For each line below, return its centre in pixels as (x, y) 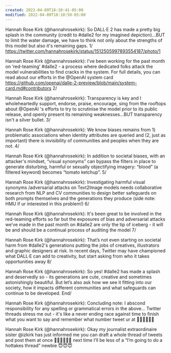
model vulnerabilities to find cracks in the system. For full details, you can (83, 72)
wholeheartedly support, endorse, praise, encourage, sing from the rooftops (86, 103)
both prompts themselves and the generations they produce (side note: (80, 198)
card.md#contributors (28, 88)
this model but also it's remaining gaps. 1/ (49, 45)
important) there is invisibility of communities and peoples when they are (82, 140)
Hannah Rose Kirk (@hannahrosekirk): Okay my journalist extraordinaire (81, 329)
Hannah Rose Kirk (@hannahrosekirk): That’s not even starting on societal (83, 240)
